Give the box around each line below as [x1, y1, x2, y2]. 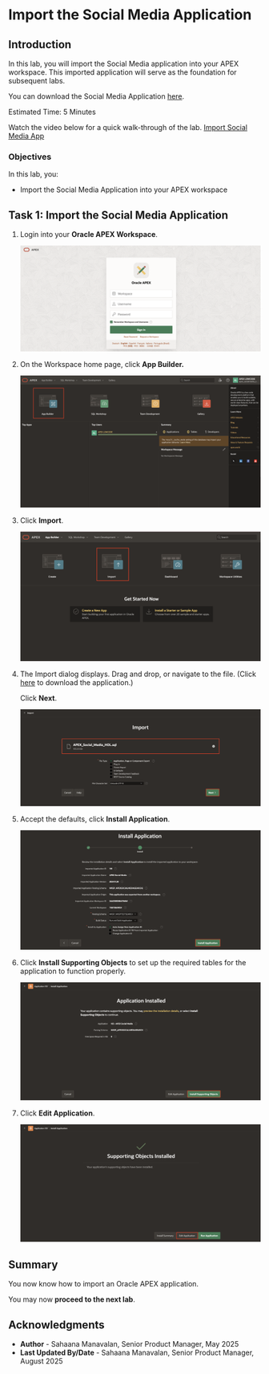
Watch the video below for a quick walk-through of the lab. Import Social [8, 123, 248, 132]
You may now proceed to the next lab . [8, 1294, 136, 1304]
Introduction [8, 38, 72, 51]
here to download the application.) [19, 678, 134, 687]
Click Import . [19, 516, 64, 525]
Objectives [8, 151, 52, 162]
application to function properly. [19, 966, 126, 976]
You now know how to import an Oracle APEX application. [8, 1279, 199, 1289]
